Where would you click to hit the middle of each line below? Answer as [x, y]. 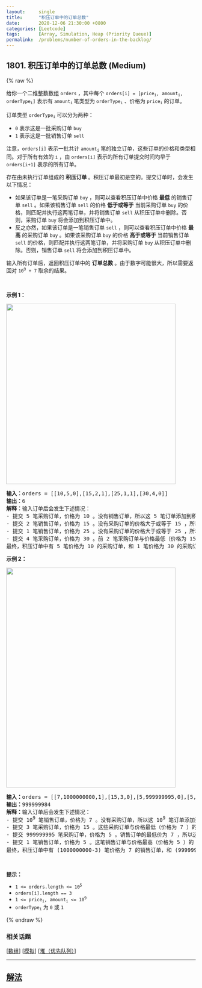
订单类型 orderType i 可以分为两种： [50, 115]
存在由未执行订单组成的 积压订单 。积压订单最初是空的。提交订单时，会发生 [100, 177]
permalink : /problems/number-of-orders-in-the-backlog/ [79, 40]
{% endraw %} [25, 920]
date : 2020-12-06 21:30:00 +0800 [56, 23]
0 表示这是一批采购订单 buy [48, 128]
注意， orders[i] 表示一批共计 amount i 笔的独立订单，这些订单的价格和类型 [98, 149]
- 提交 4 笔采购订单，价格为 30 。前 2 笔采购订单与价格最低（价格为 [96, 539]
